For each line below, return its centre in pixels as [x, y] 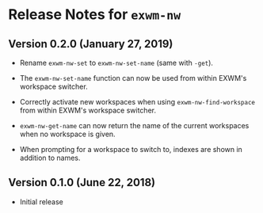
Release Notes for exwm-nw [95, 15]
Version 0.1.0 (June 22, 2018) [82, 183]
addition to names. [50, 158]
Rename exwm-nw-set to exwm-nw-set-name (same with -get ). [116, 63]
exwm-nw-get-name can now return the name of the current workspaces [134, 126]
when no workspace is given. [68, 134]
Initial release [41, 202]
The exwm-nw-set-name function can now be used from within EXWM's [133, 78]
